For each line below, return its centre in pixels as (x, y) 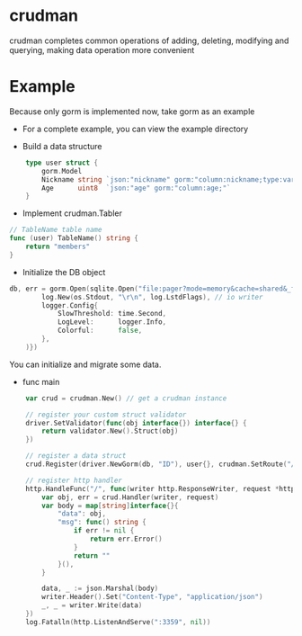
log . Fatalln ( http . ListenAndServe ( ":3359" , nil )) (118, 622)
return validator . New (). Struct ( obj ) (110, 431)
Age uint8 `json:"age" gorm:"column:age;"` (136, 188)
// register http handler (74, 480)
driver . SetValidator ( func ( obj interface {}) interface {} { (136, 423)
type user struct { (62, 163)
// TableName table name (56, 230)
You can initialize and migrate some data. (85, 364)
